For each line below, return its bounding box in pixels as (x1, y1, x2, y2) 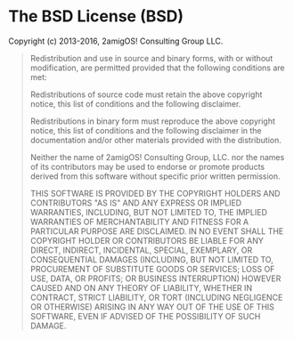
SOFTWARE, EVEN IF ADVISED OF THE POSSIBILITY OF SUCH (29, 311, 261, 321)
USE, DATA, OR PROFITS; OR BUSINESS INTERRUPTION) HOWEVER (29, 273, 282, 284)
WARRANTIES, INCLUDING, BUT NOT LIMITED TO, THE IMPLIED (29, 206, 268, 217)
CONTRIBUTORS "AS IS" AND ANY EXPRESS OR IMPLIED (29, 198, 242, 208)
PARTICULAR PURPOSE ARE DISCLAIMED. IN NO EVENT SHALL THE (29, 225, 284, 237)
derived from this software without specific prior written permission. (29, 171, 282, 182)
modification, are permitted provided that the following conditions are (29, 62, 285, 73)
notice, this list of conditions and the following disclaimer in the (29, 125, 262, 135)
